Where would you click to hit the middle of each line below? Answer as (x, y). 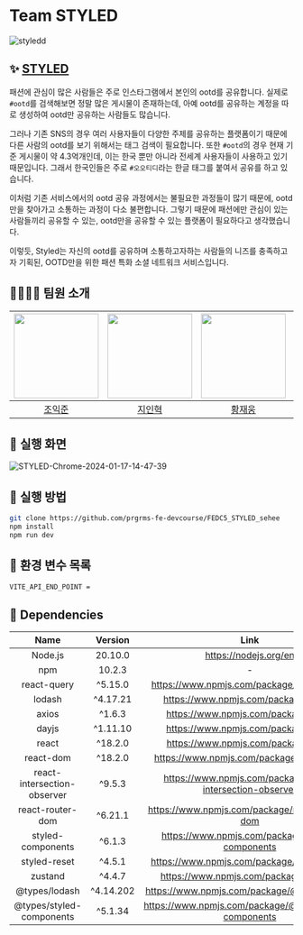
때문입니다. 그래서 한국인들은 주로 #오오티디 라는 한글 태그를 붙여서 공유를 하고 (144, 167)
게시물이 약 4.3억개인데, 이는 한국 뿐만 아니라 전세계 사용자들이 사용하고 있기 (153, 156)
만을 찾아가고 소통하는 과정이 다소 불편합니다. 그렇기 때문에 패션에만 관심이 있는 (149, 209)
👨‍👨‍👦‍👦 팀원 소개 (50, 293)
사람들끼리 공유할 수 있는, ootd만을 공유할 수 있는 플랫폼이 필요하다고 (131, 220)
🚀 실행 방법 (38, 497)
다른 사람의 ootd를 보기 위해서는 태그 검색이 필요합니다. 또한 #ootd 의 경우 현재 (147, 144)
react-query (48, 684)
